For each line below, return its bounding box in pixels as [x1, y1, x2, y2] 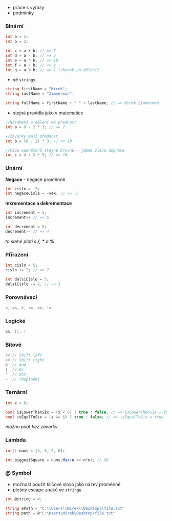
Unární [5, 165, 23, 172]
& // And [5, 363, 27, 368]
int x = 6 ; [5, 400, 29, 406]
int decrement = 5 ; [5, 224, 47, 230]
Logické [5, 317, 26, 325]
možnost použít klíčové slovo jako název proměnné [12, 481, 121, 487]
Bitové [5, 341, 22, 348]
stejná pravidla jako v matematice [12, 110, 83, 116]
